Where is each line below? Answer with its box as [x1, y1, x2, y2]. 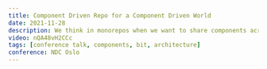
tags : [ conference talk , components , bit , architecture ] [8, 41, 201, 49]
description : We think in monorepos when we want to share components [8, 26, 247, 34]
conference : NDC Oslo [8, 48, 80, 56]
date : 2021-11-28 [8, 19, 66, 27]
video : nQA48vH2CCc [8, 33, 73, 42]
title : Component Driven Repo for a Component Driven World [8, 11, 212, 20]
